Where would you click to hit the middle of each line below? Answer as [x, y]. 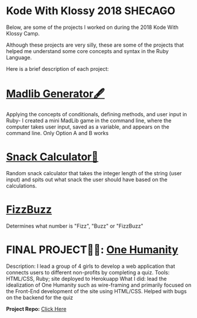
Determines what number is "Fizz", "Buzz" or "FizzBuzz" [75, 226]
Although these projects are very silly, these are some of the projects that [95, 45]
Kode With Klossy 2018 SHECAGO [91, 11]
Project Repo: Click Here [36, 309]
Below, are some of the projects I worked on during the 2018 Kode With [92, 27]
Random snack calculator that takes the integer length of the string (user [94, 173]
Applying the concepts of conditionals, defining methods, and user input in [96, 114]
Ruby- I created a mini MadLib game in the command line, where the [89, 120]
